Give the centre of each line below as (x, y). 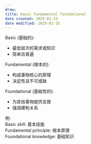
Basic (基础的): (20, 38)
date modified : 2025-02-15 (33, 23)
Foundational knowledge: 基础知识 (40, 137)
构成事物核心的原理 (32, 75)
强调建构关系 (25, 108)
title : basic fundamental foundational (46, 14)
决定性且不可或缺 (29, 81)
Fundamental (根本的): (27, 64)
